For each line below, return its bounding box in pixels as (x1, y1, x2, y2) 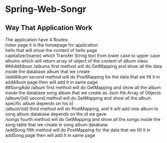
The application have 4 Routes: (5, 36, 69, 42)
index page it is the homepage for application (5, 42, 98, 48)
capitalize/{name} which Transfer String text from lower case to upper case (5, 52, 161, 58)
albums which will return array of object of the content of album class (5, 58, 148, 63)
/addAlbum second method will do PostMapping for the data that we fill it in (5, 74, 161, 79)
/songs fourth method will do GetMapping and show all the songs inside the (5, 116, 161, 122)
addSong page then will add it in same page (5, 132, 96, 138)
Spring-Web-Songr (5, 3, 86, 15)
